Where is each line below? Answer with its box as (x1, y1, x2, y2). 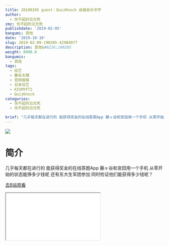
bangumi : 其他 (5, 31, 34, 36)
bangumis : (5, 54, 26, 59)
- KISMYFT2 (10, 87, 33, 92)
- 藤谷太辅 (10, 73, 30, 78)
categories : (5, 96, 30, 101)
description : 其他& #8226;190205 (5, 45, 71, 50)
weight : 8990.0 (5, 49, 37, 54)
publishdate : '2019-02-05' (5, 26, 62, 31)
